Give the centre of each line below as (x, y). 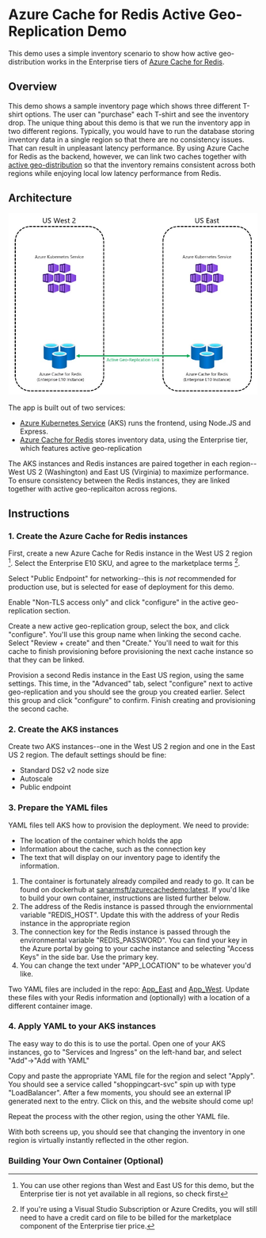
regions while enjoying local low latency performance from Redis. (115, 173)
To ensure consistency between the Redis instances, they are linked (119, 480)
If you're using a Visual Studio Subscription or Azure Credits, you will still (138, 1209)
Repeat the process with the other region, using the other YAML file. (119, 1116)
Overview (33, 87)
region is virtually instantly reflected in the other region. (99, 1140)
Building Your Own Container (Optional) (86, 1160)
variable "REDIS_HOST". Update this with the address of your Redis (129, 915)
